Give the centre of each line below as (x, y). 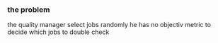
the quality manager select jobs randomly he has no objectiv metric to (109, 25)
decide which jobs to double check (58, 32)
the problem (29, 10)
